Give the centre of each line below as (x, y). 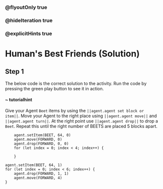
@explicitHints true (29, 33)
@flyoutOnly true (26, 7)
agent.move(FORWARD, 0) (38, 139)
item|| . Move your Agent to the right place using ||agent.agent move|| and (81, 116)
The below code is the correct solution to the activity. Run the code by (76, 83)
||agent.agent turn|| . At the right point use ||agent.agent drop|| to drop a (81, 121)
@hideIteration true (29, 20)
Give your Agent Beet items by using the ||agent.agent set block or (75, 110)
